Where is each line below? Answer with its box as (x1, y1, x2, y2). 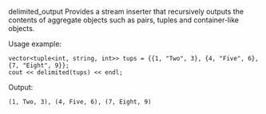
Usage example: (8, 39, 62, 49)
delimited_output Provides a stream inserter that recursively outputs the (8, 7, 244, 16)
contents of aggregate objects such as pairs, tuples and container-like (8, 15, 240, 25)
